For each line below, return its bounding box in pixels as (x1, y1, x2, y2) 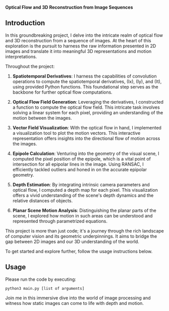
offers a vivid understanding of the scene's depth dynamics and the (12, 192, 154, 198)
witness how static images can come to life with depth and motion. (5, 300, 144, 306)
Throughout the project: (5, 63, 55, 69)
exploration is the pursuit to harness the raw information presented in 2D (5, 43, 156, 49)
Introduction (5, 19, 45, 27)
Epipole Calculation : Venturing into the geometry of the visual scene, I (12, 150, 160, 157)
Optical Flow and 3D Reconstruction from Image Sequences (5, 5, 133, 10)
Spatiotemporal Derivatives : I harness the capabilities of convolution (12, 73, 157, 79)
